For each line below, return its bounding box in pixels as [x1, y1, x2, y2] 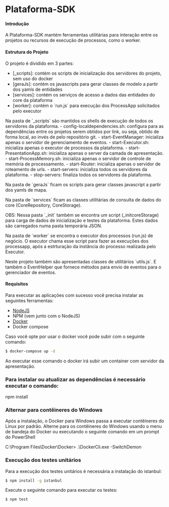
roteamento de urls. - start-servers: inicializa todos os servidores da [5, 166, 148, 172]
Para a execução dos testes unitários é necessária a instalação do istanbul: [5, 468, 162, 474]
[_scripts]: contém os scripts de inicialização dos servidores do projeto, [12, 70, 162, 76]
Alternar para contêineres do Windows [5, 406, 103, 413]
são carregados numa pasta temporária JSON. [5, 222, 102, 229]
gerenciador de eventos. [5, 269, 57, 275]
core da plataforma [12, 97, 53, 103]
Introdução [5, 20, 29, 26]
